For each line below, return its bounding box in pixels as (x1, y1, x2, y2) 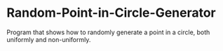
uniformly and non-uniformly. (6, 35, 91, 43)
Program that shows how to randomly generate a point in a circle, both (6, 28, 210, 36)
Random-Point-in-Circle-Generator (6, 5, 217, 21)
